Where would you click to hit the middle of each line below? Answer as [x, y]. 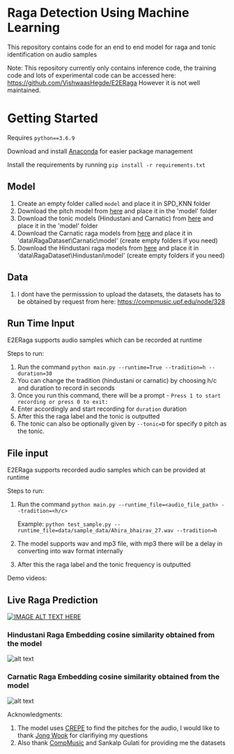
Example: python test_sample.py [64, 524]
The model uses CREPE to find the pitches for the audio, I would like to [118, 727]
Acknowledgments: [35, 714]
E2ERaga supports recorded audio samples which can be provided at [107, 470]
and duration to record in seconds [66, 388]
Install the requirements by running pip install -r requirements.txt [107, 165]
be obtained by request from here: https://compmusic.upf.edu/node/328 [121, 301]
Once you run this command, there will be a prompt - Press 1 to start [119, 395]
